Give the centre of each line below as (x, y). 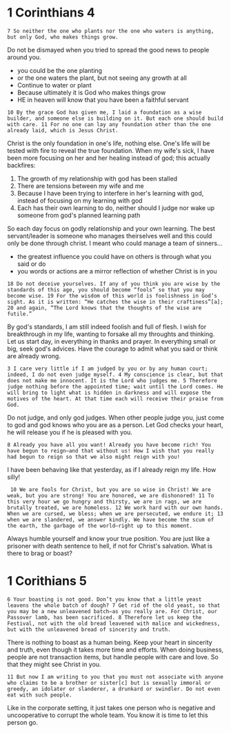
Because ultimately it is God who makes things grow (91, 92)
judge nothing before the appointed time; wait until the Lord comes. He (115, 386)
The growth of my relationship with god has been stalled (97, 178)
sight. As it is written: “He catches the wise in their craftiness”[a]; (115, 302)
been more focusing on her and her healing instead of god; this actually (109, 158)
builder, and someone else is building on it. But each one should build (115, 118)
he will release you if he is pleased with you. (70, 432)
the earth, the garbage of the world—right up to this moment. (100, 526)
